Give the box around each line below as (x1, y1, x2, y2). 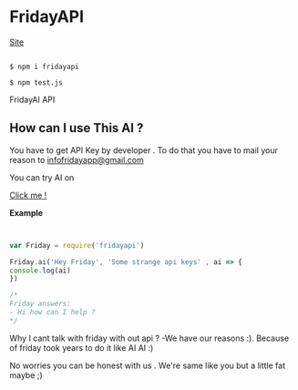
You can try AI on (9, 171, 75, 183)
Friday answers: (9, 299, 71, 309)
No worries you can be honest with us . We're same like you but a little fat (9, 360, 286, 371)
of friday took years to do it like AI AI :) (9, 342, 154, 353)
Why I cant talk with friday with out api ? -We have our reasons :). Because (9, 333, 290, 344)
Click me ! (9, 190, 47, 200)
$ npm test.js (9, 77, 64, 87)
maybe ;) (9, 369, 43, 380)
